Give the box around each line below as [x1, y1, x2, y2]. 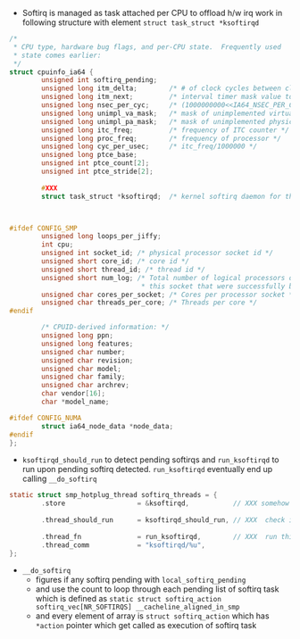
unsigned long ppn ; [41, 331, 114, 340]
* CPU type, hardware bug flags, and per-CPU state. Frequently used [12, 42, 281, 52]
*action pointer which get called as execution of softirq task [35, 620, 257, 631]
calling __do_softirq [21, 473, 97, 485]
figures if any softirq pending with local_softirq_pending [35, 575, 246, 585]
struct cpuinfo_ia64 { [9, 67, 94, 77]
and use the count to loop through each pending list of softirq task [35, 584, 279, 594]
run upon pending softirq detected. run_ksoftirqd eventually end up [21, 464, 273, 475]
